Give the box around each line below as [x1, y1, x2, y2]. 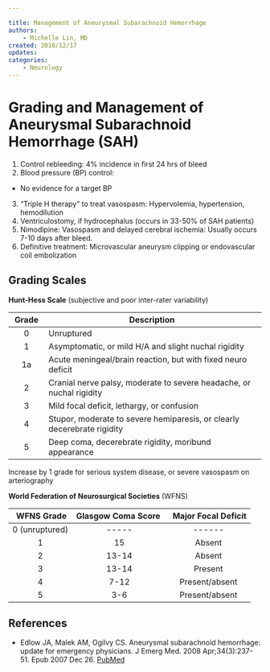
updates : [8, 49, 38, 57]
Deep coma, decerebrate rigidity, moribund [47, 436, 211, 447]
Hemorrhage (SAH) [8, 133, 139, 151]
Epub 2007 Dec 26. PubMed [31, 655, 125, 665]
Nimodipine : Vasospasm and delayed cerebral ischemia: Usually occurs [19, 225, 257, 234]
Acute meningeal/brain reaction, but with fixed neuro [47, 353, 247, 365]
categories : [8, 56, 48, 64]
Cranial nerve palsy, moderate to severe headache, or [47, 377, 252, 388]
